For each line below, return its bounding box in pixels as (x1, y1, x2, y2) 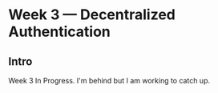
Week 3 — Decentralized (8, 6, 176, 24)
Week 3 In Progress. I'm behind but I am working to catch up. (8, 76, 211, 85)
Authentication (8, 22, 111, 41)
